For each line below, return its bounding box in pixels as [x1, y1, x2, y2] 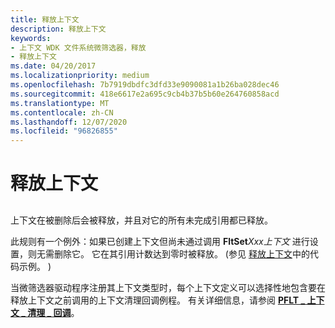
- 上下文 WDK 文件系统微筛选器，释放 [10, 42, 147, 53]
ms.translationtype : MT [10, 98, 110, 108]
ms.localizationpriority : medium [10, 71, 150, 81]
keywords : [10, 33, 52, 43]
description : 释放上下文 [10, 24, 107, 34]
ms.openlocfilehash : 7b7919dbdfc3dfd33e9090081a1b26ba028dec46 [10, 80, 280, 90]
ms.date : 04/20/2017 [10, 61, 97, 71]
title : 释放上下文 [10, 14, 80, 25]
